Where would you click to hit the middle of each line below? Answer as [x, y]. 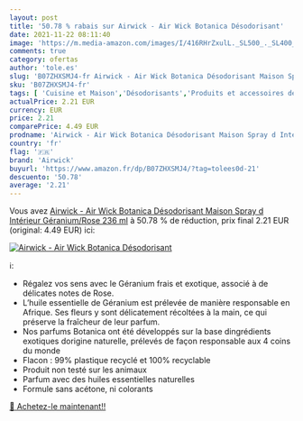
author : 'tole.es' [44, 69]
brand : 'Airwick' [42, 160]
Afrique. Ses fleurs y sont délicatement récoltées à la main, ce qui [145, 313]
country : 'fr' [36, 143]
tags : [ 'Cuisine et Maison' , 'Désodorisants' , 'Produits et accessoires [147, 93]
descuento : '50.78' [46, 177]
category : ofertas [44, 59]
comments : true [38, 51]
